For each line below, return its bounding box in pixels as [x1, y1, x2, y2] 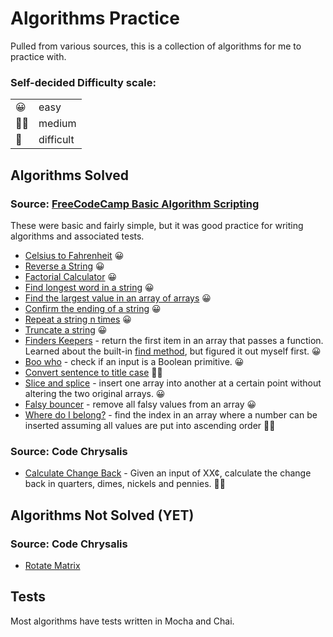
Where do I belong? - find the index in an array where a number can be [24, 408, 318, 421]
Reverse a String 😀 [24, 260, 105, 272]
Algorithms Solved [10, 167, 130, 184]
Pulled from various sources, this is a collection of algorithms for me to [10, 40, 302, 52]
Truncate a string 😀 [24, 323, 108, 336]
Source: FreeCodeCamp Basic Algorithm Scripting [10, 197, 260, 211]
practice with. [10, 50, 67, 62]
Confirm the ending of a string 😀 [24, 302, 162, 314]
